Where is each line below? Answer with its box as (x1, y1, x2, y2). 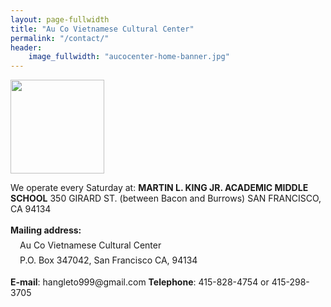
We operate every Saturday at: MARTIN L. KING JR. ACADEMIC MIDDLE (10, 182, 309, 194)
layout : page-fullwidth (10, 14, 110, 25)
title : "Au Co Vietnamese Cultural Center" (10, 24, 195, 34)
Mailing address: (10, 224, 82, 236)
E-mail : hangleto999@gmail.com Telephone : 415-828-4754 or (10, 276, 270, 288)
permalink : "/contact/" (10, 33, 110, 43)
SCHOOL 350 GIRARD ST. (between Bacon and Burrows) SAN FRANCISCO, (10, 192, 322, 205)
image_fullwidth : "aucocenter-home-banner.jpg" (28, 52, 230, 62)
